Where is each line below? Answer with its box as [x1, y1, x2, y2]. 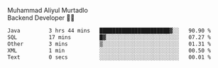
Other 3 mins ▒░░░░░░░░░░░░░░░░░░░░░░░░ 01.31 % [7, 40, 212, 47]
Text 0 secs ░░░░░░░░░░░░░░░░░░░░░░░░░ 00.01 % [7, 53, 212, 61]
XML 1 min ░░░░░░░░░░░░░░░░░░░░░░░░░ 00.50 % [7, 47, 212, 54]
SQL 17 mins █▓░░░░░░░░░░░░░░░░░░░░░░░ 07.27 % [7, 33, 212, 41]
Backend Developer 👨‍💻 [7, 13, 75, 22]
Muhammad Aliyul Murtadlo [7, 6, 89, 14]
